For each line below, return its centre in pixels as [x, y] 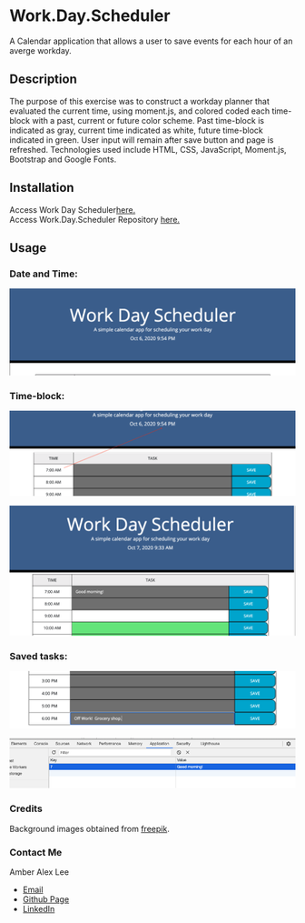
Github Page [46, 899]
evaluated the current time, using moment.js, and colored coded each [140, 111]
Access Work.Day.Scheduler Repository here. [94, 219]
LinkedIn [39, 908]
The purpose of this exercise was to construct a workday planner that [140, 101]
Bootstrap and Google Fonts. [63, 159]
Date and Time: [44, 274]
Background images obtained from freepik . [89, 828]
